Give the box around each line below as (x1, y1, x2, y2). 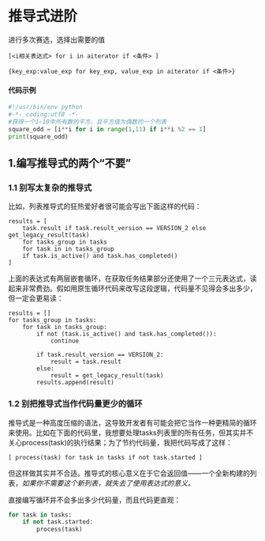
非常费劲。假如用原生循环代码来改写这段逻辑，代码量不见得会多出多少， (21, 284, 257, 293)
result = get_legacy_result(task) (50, 372, 164, 380)
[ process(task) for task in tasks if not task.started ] (8, 453, 203, 461)
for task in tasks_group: (22, 323, 108, 331)
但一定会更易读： (8, 293, 64, 303)
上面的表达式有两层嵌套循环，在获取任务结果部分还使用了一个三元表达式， (8, 274, 250, 283)
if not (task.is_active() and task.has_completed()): (36, 330, 217, 339)
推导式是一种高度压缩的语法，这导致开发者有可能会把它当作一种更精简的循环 (8, 418, 257, 427)
